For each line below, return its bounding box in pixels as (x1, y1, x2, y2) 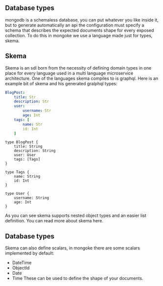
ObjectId (12, 265, 30, 271)
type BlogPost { (5, 140, 38, 145)
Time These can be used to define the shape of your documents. (12, 275, 143, 281)
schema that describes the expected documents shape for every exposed (5, 27, 154, 33)
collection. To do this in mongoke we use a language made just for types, (5, 32, 153, 38)
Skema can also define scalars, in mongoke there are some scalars (5, 245, 140, 251)
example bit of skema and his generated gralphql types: (5, 80, 117, 86)
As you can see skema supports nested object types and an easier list (5, 213, 147, 218)
